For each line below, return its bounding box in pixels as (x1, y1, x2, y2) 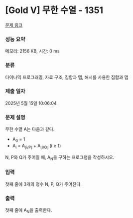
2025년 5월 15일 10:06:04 (5, 100, 57, 106)
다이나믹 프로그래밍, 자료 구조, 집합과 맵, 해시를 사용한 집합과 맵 (5, 74, 129, 80)
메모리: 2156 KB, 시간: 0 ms (5, 48, 60, 54)
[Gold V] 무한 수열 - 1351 (5, 4, 104, 16)
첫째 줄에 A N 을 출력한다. (5, 207, 52, 214)
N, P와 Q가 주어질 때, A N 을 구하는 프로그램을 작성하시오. (5, 154, 115, 161)
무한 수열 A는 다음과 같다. (5, 126, 55, 132)
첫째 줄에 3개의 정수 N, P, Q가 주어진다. (5, 181, 82, 187)
